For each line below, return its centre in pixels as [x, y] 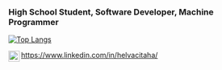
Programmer [34, 22]
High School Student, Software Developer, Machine [111, 12]
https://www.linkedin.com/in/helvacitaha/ [90, 56]
